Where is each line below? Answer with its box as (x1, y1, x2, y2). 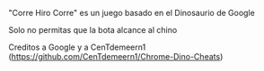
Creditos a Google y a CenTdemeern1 (8, 42, 146, 52)
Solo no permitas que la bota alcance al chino (8, 25, 178, 35)
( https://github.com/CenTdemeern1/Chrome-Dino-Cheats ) (8, 51, 224, 61)
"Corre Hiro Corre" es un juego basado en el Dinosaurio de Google (8, 8, 255, 18)
